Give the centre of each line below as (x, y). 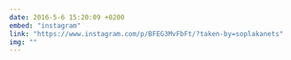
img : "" (24, 42)
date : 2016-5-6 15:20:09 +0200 (67, 17)
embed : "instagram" (45, 26)
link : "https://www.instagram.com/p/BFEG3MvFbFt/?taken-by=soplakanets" (146, 34)
